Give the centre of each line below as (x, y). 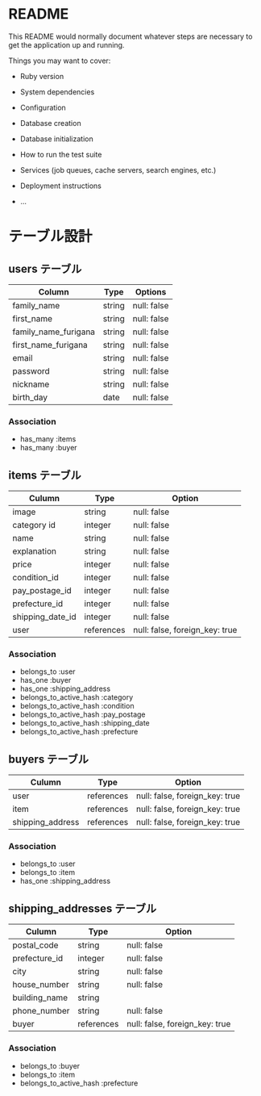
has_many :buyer (49, 448)
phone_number (41, 1011)
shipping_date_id (44, 617)
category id (34, 525)
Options (151, 291)
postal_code (35, 945)
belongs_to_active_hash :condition (77, 706)
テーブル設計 (50, 237)
